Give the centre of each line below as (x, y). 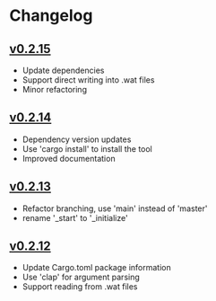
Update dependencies (63, 70)
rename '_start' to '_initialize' (75, 217)
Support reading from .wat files (80, 287)
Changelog (51, 16)
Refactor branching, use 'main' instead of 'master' (115, 208)
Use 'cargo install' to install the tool (87, 148)
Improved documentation (69, 158)
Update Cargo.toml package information (97, 268)
